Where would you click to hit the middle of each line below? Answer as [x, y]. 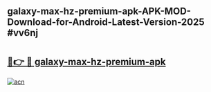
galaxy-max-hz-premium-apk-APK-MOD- [99, 11]
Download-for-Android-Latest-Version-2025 [106, 22]
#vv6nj [23, 33]
